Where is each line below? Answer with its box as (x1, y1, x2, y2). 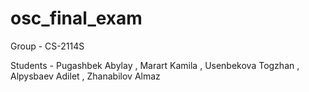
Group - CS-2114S (10, 40, 85, 52)
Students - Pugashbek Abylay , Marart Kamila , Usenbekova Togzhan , (10, 59, 300, 71)
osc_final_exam (10, 7, 143, 30)
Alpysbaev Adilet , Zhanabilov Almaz (10, 70, 161, 82)
